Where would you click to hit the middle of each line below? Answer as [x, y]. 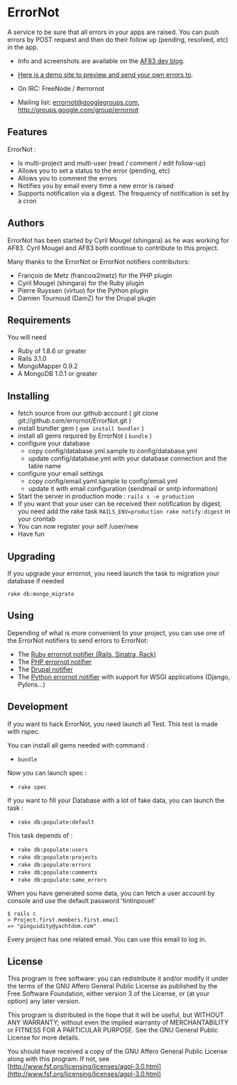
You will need [27, 338]
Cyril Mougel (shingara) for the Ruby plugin [81, 283]
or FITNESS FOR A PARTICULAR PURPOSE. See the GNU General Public [113, 1030]
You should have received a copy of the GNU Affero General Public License [117, 1052]
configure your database [54, 443]
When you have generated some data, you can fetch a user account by [111, 893]
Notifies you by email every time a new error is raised [95, 185]
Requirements [39, 320]
